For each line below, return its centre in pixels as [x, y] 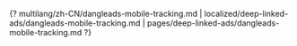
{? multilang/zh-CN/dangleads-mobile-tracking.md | [106, 14]
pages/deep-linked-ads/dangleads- [213, 23]
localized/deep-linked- [246, 14]
